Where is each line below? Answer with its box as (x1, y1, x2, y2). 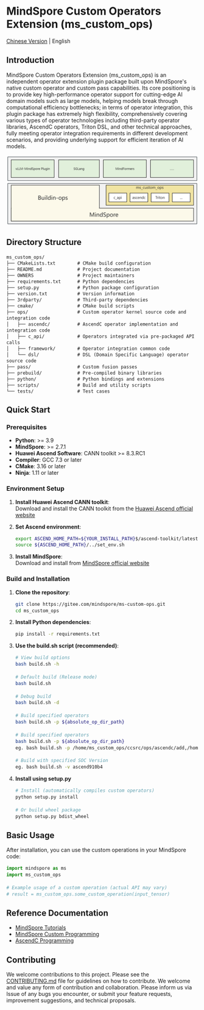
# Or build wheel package (15, 806, 81, 813)
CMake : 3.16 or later (15, 463, 66, 470)
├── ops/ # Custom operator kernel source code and (6, 309, 187, 315)
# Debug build (15, 693, 51, 699)
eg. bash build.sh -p (15, 745, 70, 751)
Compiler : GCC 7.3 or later (15, 456, 82, 464)
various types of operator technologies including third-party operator (6, 116, 180, 124)
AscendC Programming (15, 937, 74, 944)
